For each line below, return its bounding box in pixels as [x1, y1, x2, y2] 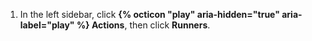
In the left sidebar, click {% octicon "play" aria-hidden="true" [19, 9, 280, 20]
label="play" [19, 19, 75, 31]
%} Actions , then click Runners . [76, 19, 211, 31]
